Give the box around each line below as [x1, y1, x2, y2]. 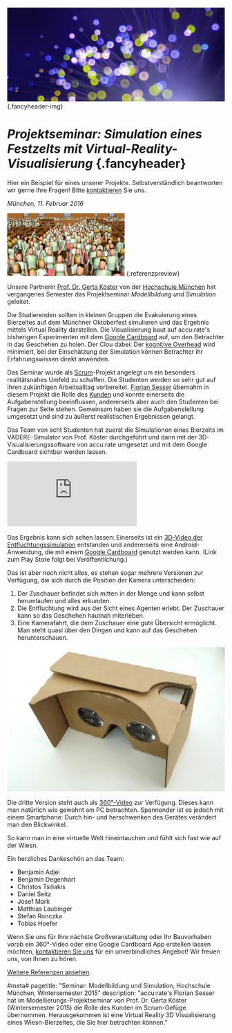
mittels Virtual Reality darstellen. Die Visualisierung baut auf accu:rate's [7, 325, 211, 334]
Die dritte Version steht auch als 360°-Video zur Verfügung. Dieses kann [7, 798, 214, 806]
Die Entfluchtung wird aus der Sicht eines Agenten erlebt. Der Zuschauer [17, 604, 224, 612]
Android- [174, 540, 200, 549]
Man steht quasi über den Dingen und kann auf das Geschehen [17, 626, 197, 634]
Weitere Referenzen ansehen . [7, 968, 92, 976]
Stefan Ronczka [17, 911, 62, 920]
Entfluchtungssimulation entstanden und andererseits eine [7, 540, 173, 549]
